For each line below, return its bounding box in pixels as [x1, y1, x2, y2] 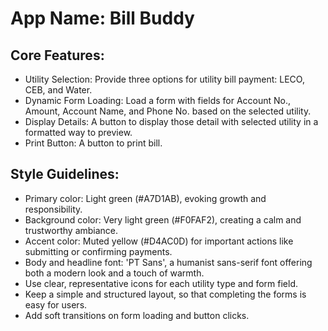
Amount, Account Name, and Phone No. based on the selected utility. [24, 105, 312, 117]
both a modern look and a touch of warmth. [24, 267, 205, 279]
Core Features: [10, 47, 105, 64]
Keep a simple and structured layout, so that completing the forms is [24, 288, 307, 300]
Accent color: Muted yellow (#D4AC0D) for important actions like [24, 235, 294, 247]
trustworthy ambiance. [24, 224, 119, 236]
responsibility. [24, 203, 83, 215]
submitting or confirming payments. [24, 245, 173, 257]
